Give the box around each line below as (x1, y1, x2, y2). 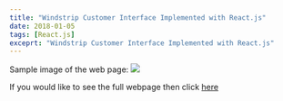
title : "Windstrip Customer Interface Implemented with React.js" (9, 13, 267, 23)
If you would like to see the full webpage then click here (9, 82, 219, 93)
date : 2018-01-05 (9, 22, 76, 31)
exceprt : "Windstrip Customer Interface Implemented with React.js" (9, 38, 275, 48)
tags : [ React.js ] (9, 30, 76, 39)
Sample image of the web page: (9, 64, 129, 75)
